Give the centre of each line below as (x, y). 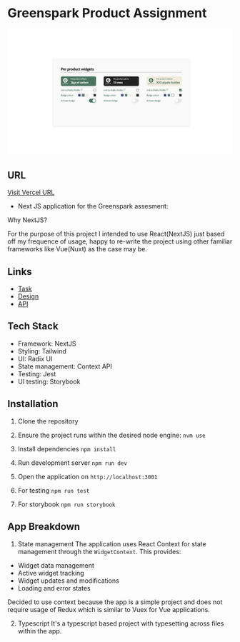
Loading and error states (54, 588)
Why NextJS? (27, 220)
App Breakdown (44, 527)
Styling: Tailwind (42, 351)
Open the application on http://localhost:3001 (87, 476)
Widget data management (56, 565)
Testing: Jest (37, 373)
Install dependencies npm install (67, 448)
